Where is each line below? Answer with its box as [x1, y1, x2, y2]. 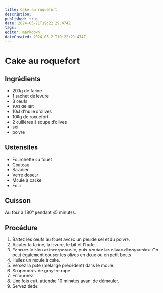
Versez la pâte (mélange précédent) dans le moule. [12, 262, 115, 269]
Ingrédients [5, 75, 41, 83]
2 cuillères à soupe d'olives [12, 119, 67, 125]
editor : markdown [5, 30, 40, 35]
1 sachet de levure [12, 93, 49, 99]
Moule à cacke [12, 177, 42, 183]
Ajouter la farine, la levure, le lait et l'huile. [12, 242, 96, 248]
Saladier [12, 167, 29, 172]
